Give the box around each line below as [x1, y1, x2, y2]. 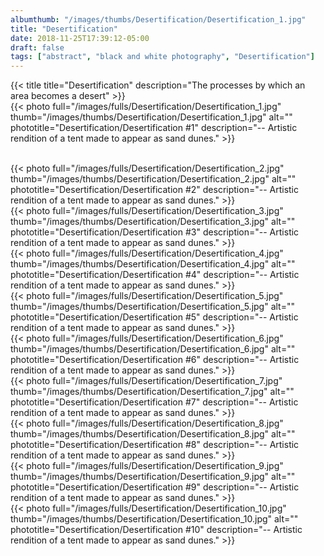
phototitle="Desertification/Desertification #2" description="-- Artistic [10, 184, 299, 196]
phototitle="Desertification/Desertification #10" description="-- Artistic [10, 524, 303, 536]
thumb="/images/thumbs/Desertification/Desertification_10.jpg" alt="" [10, 513, 299, 525]
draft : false [10, 42, 65, 53]
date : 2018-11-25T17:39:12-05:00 [10, 33, 150, 43]
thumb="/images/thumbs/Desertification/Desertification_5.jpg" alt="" [10, 301, 295, 313]
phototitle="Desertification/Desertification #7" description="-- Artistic [10, 396, 299, 408]
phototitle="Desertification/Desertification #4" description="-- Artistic [10, 269, 300, 281]
